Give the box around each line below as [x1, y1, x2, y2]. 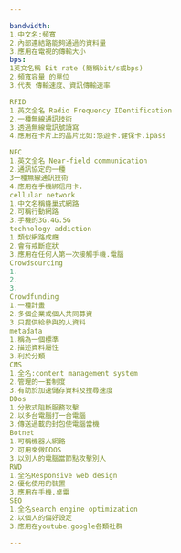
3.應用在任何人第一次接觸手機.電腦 [9, 250, 124, 259]
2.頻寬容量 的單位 [9, 72, 70, 82]
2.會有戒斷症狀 [9, 241, 59, 250]
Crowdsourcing [9, 258, 64, 268]
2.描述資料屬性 [9, 344, 59, 353]
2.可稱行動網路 [9, 207, 59, 217]
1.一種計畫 [9, 301, 46, 310]
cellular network [9, 190, 76, 199]
